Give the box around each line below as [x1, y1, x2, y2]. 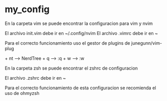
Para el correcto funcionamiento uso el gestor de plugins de [5, 40, 130, 46]
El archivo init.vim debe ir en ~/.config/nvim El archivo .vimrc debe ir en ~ [5, 30, 158, 36]
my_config [5, 4, 50, 15]
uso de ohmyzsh [5, 90, 40, 96]
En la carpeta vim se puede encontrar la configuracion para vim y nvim [5, 20, 153, 26]
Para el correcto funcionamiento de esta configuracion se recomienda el [5, 85, 156, 91]
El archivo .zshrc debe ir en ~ [5, 75, 66, 81]
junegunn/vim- [131, 40, 162, 46]
